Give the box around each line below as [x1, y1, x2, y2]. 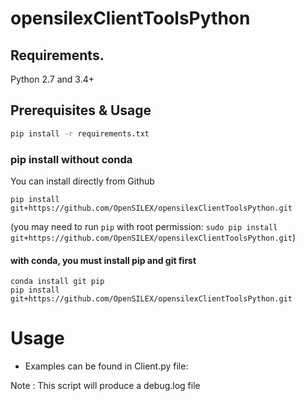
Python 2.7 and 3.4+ [10, 73, 95, 85]
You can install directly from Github [10, 175, 155, 187]
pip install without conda [10, 152, 133, 166]
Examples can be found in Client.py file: [24, 360, 189, 372]
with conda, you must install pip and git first [10, 254, 197, 266]
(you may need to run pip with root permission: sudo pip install [10, 220, 278, 232]
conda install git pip [10, 277, 105, 287]
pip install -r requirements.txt [10, 128, 150, 139]
